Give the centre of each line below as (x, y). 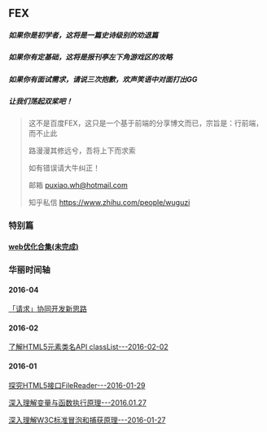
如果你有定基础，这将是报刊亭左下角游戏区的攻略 (90, 57)
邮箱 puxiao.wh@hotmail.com (78, 185)
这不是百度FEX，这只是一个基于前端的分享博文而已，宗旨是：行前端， (146, 123)
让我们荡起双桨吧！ (41, 102)
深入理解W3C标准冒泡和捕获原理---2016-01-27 (87, 420)
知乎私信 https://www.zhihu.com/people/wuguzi (109, 203)
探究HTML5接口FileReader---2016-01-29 (77, 385)
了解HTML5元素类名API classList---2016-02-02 (88, 347)
